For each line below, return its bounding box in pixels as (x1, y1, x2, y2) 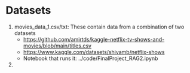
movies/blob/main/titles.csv (23, 42, 92, 49)
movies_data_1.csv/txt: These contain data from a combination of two (14, 23, 185, 30)
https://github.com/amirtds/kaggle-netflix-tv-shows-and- (23, 36, 165, 43)
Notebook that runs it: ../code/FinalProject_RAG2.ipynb (23, 55, 158, 62)
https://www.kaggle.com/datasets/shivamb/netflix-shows (23, 48, 165, 55)
